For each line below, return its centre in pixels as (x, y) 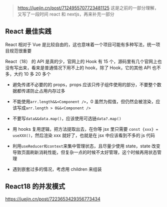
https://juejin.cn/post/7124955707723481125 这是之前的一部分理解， (88, 8)
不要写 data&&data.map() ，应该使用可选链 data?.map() (67, 118)
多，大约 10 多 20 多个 (28, 74)
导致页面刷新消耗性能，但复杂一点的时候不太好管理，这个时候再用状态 (85, 152)
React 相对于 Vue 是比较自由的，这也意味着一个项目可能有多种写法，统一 (80, 44)
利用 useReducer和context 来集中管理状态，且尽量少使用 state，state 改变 (86, 146)
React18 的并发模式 (35, 187)
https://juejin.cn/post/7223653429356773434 (53, 199)
